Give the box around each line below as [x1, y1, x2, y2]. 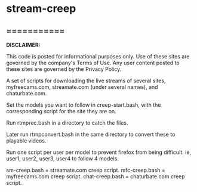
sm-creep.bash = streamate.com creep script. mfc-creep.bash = [6, 166, 166, 174]
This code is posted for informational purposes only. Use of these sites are [6, 53, 190, 60]
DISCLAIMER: [6, 41, 41, 48]
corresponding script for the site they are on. [6, 108, 116, 114]
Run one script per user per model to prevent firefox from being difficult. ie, [6, 148, 192, 156]
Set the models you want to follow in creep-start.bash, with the [6, 101, 161, 109]
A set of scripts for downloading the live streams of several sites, [6, 77, 166, 84]
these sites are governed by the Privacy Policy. [6, 66, 122, 73]
